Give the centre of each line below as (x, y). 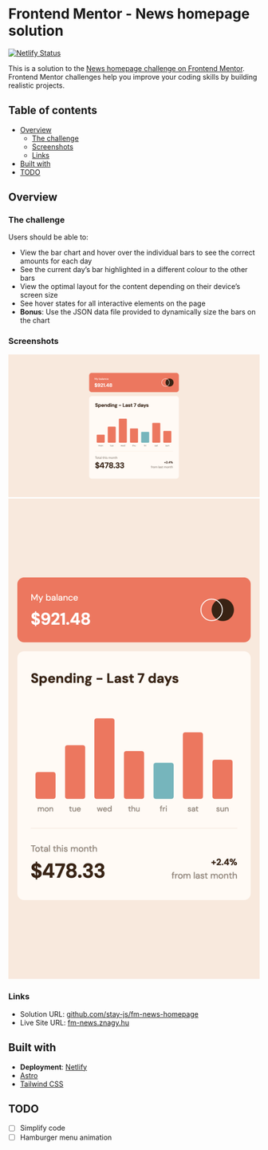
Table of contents (53, 111)
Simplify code (42, 1128)
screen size (39, 295)
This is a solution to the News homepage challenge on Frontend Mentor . (126, 68)
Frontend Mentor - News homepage (129, 14)
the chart (35, 321)
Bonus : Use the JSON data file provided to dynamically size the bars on (138, 312)
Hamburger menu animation (66, 1137)
